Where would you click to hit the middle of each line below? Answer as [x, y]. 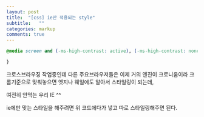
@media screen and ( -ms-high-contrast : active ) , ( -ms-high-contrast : [96, 51]
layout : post [23, 12]
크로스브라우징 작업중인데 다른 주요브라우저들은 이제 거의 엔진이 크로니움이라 [97, 74]
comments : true [25, 35]
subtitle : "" [25, 23]
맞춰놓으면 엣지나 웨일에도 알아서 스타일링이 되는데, [93, 82]
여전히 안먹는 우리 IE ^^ [34, 95]
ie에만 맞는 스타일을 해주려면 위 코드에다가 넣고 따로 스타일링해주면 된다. [92, 107]
